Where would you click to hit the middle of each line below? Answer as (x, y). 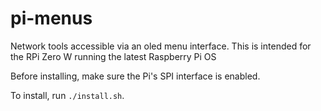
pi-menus (51, 18)
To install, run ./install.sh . (67, 95)
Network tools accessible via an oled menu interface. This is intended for (161, 46)
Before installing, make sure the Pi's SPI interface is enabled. (135, 76)
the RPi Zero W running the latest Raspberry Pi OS (113, 56)
